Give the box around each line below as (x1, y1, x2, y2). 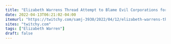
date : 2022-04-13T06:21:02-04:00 (5, 12, 76, 17)
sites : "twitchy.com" (5, 21, 51, 27)
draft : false (5, 31, 33, 36)
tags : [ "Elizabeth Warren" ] (5, 26, 65, 31)
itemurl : (5, 17, 24, 22)
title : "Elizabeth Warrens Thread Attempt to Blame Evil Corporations (5, 7, 158, 13)
